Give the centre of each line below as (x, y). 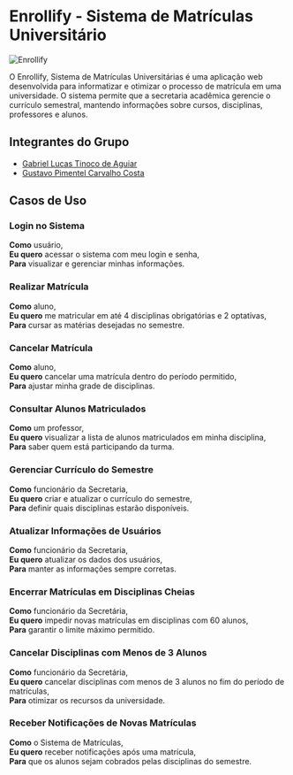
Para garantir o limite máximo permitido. (82, 630)
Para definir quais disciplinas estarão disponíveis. (99, 508)
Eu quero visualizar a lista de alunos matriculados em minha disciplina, (138, 437)
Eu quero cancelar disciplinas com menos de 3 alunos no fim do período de (147, 681)
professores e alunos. (49, 114)
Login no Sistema (47, 226)
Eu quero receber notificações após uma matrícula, (103, 752)
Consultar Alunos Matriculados (78, 409)
